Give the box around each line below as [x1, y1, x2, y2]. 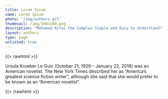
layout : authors [5, 30, 39, 35]
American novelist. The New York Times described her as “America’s [5, 68, 146, 74]
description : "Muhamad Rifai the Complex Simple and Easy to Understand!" [5, 26, 164, 31]
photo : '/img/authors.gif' [5, 16, 61, 21]
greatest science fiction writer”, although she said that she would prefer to [5, 73, 158, 80]
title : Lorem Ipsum [5, 7, 46, 12]
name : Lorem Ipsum [5, 12, 43, 17]
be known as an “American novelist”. [5, 79, 80, 85]
